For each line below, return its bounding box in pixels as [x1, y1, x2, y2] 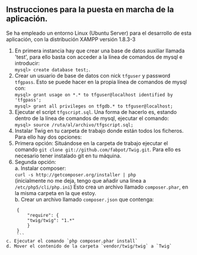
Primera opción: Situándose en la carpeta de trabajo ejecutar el [14, 139, 169, 146]
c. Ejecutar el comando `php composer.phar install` [6, 238, 138, 244]
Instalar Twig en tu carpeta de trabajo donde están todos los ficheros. [14, 127, 184, 134]
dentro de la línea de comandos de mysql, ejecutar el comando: [14, 115, 169, 122]
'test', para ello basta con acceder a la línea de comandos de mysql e [14, 53, 183, 61]
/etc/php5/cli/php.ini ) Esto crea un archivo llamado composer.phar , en [14, 183, 189, 190]
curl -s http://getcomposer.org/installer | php [14, 172, 136, 178]
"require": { [27, 212, 59, 218]
